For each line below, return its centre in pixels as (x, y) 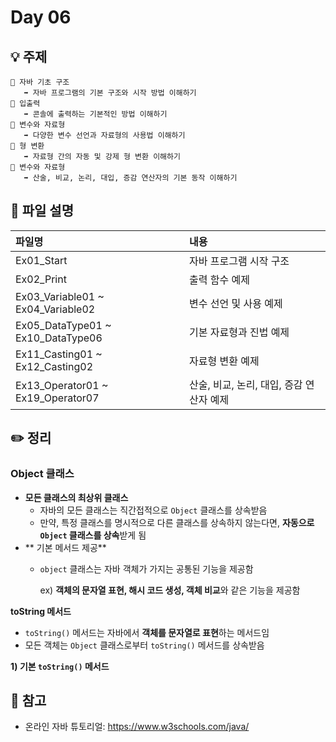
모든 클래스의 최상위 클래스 (76, 497)
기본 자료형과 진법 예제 (239, 332)
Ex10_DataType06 (59, 338)
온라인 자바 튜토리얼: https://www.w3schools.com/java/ (137, 727)
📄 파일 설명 (42, 211)
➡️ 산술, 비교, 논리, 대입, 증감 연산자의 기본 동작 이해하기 (130, 178)
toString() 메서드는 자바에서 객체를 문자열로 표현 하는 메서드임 (147, 632)
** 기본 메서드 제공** (65, 547)
